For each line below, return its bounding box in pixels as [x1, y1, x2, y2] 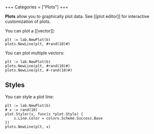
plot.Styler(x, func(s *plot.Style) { [5, 111, 83, 117]
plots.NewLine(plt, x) [5, 124, 51, 129]
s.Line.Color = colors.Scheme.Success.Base [14, 116, 103, 120]
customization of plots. [5, 19, 51, 24]
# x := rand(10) [5, 107, 38, 112]
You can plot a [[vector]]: [5, 28, 55, 33]
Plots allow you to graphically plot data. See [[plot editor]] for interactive [5, 14, 150, 19]
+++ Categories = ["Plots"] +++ [5, 4, 69, 10]
